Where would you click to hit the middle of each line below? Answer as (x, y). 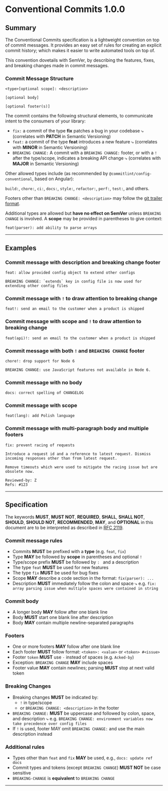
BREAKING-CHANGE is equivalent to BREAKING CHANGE (63, 778)
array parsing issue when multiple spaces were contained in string (85, 588)
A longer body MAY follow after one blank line (60, 612)
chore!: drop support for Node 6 (40, 361)
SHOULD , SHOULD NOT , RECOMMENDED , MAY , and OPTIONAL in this (79, 522)
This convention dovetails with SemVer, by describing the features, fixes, (80, 60)
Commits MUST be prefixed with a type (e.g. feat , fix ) (69, 551)
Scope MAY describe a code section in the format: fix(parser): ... (83, 578)
